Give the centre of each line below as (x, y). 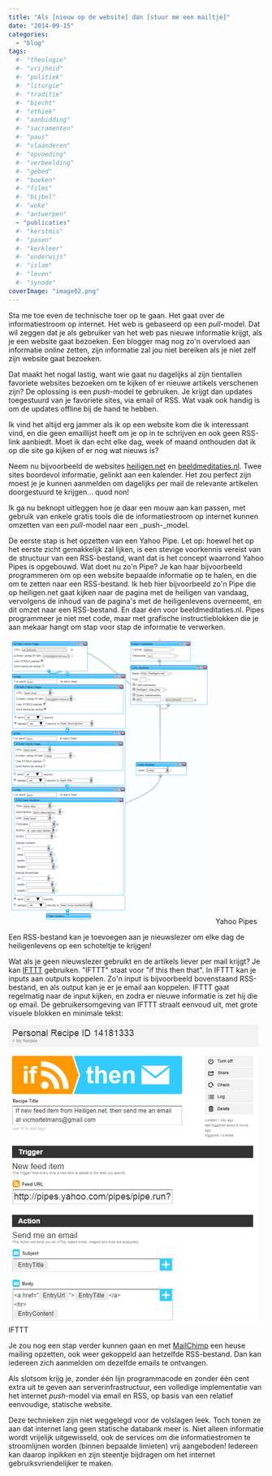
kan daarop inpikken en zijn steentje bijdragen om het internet (112, 1454)
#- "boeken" (36, 180)
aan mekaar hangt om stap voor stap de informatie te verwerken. (117, 627)
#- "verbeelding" (45, 162)
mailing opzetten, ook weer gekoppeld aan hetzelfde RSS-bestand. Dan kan (135, 1354)
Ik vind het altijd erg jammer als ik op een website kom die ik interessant (129, 424)
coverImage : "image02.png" (54, 291)
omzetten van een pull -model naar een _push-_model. (99, 524)
